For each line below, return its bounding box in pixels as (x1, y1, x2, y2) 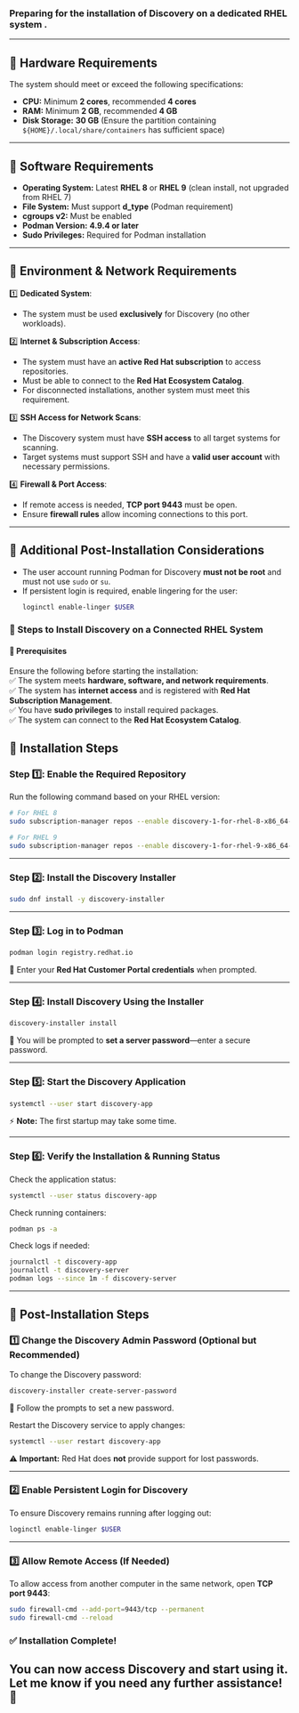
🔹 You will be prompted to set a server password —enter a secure (9, 1035, 251, 1046)
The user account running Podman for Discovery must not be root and (21, 566, 282, 577)
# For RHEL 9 (9, 833, 58, 842)
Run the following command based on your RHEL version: (9, 791, 221, 803)
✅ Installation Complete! (9, 1634, 117, 1646)
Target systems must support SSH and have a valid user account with (21, 451, 280, 462)
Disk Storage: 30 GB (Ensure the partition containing (21, 115, 216, 126)
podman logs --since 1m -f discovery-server (9, 1274, 177, 1283)
